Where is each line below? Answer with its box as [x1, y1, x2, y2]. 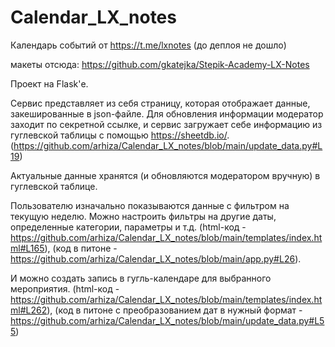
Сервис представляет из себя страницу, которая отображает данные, [10, 97, 311, 109]
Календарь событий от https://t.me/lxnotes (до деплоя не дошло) [10, 39, 287, 51]
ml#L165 [10, 242, 45, 254]
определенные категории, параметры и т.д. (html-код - [10, 221, 247, 233]
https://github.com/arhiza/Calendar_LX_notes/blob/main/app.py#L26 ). [10, 252, 302, 265]
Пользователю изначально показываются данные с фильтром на [10, 199, 290, 211]
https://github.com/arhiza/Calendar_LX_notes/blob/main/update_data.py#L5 [10, 314, 325, 326]
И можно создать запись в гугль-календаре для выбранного [10, 272, 272, 284]
